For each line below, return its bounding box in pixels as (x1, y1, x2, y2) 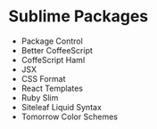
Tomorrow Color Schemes (21, 111, 118, 122)
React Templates (21, 83, 84, 93)
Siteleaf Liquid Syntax (21, 101, 102, 112)
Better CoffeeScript (21, 44, 93, 55)
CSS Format (21, 73, 66, 84)
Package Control (21, 36, 84, 46)
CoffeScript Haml (21, 54, 86, 65)
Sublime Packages (8, 6, 149, 27)
